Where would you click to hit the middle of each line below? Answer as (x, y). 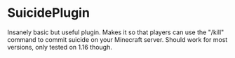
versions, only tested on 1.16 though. (60, 47)
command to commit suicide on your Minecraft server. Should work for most (117, 39)
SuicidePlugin (48, 13)
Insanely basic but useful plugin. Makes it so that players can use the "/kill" (116, 32)
